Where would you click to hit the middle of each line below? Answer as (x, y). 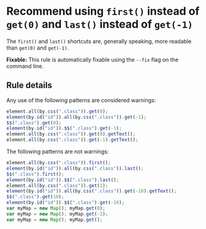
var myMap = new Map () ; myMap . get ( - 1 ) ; (57, 214)
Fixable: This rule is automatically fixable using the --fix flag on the (93, 59)
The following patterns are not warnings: (58, 152)
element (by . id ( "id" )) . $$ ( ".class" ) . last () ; (63, 180)
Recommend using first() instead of (103, 11)
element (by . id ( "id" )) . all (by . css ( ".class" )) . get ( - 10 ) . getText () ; (92, 191)
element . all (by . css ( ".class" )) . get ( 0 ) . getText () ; (71, 134)
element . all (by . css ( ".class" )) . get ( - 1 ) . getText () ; (72, 140)
